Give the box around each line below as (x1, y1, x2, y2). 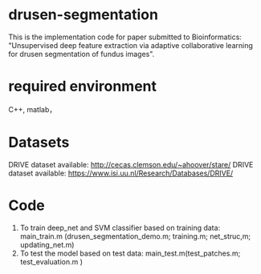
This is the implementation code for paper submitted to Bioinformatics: (8, 32, 243, 42)
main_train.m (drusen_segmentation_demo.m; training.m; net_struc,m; (19, 231, 251, 241)
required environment (8, 78, 157, 95)
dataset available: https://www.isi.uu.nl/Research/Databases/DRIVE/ (8, 168, 234, 178)
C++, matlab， (8, 104, 57, 114)
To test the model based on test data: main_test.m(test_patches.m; (19, 248, 241, 258)
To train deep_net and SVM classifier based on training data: (19, 223, 221, 232)
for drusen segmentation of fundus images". (8, 49, 155, 58)
